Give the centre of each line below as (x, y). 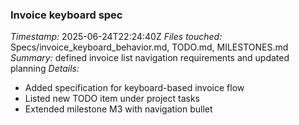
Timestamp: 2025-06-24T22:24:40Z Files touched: (116, 37)
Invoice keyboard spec (66, 15)
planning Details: (45, 69)
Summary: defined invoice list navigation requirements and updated (150, 58)
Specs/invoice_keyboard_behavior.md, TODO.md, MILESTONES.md (149, 47)
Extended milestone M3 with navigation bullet (118, 109)
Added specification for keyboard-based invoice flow (134, 88)
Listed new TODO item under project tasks (112, 99)
